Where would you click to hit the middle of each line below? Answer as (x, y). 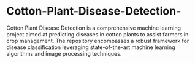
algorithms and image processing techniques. (64, 53)
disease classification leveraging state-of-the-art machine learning (91, 47)
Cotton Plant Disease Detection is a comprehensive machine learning (94, 28)
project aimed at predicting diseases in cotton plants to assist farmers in (97, 34)
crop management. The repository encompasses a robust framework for (98, 41)
